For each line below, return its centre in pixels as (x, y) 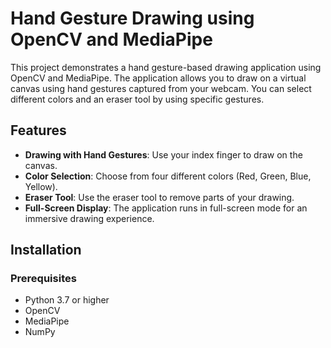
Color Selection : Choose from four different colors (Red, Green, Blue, (168, 176)
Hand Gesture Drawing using (132, 18)
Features (38, 130)
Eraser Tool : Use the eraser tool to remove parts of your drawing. (159, 197)
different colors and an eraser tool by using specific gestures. (137, 99)
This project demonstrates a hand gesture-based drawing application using (166, 67)
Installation (46, 250)
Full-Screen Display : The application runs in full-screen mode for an (166, 208)
